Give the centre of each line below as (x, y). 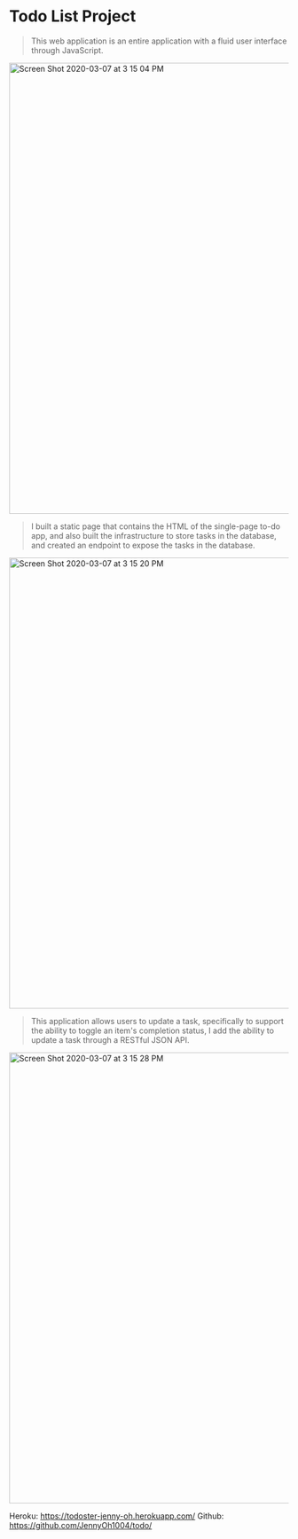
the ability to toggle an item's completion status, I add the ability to (153, 1030)
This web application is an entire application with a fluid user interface (159, 41)
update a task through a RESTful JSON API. (110, 1039)
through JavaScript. (67, 50)
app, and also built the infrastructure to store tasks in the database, (153, 535)
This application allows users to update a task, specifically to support (157, 1021)
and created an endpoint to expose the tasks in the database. (143, 545)
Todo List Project (73, 16)
